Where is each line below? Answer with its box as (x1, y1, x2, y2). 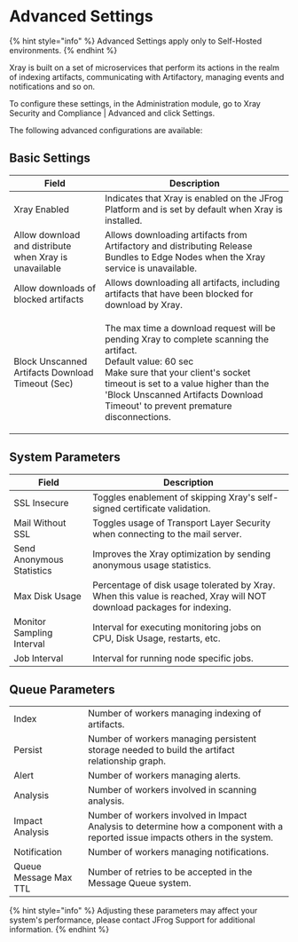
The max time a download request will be (105, 321, 277, 334)
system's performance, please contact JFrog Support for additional (9, 914, 255, 925)
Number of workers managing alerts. (87, 770, 241, 782)
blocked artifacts (13, 293, 84, 305)
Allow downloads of (13, 281, 96, 294)
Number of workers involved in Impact (87, 810, 247, 822)
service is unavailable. (105, 262, 198, 274)
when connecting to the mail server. (92, 527, 242, 540)
